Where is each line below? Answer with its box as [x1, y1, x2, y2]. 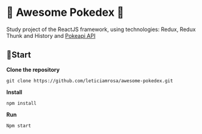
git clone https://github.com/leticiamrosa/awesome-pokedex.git [6, 77, 173, 84]
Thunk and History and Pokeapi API [6, 32, 96, 39]
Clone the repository [6, 66, 60, 73]
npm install [6, 100, 37, 106]
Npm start [6, 122, 32, 129]
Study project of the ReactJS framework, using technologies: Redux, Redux [6, 26, 197, 33]
